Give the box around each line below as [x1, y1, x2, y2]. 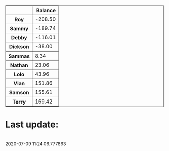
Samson [9, 89, 29, 96]
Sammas [8, 53, 30, 60]
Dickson [9, 43, 29, 50]
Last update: [5, 119, 59, 130]
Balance [36, 7, 56, 14]
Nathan [10, 62, 28, 69]
